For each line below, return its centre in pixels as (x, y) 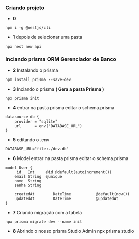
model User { (19, 168)
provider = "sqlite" (36, 121)
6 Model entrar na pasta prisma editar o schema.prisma (71, 158)
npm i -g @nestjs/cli (28, 28)
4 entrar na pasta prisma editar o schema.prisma (63, 107)
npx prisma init (22, 98)
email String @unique (38, 176)
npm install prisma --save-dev (38, 79)
